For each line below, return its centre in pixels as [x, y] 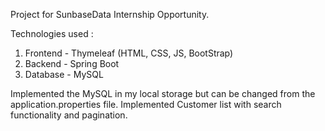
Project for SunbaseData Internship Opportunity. [110, 14]
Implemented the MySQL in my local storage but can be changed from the [163, 93]
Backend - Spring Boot [72, 63]
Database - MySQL [64, 74]
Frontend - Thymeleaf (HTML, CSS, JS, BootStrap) [129, 53]
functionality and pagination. [69, 115]
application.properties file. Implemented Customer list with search [146, 104]
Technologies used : [52, 33]
